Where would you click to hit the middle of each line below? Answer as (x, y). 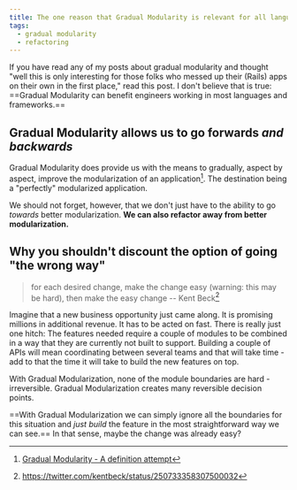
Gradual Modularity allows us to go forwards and (147, 132)
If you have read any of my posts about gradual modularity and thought (139, 67)
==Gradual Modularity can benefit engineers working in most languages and (148, 96)
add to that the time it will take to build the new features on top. (124, 362)
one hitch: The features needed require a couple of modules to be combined (148, 333)
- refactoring (43, 42)
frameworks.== (38, 105)
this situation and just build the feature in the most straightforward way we (145, 425)
